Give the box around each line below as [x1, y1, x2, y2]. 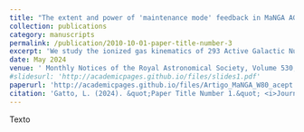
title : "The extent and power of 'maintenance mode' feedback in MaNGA [9, 13, 285, 23]
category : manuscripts [9, 30, 95, 39]
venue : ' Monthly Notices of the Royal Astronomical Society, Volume [9, 64, 278, 73]
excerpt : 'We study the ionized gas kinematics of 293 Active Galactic [9, 47, 285, 56]
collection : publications [9, 22, 107, 31]
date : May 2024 [9, 55, 67, 64]
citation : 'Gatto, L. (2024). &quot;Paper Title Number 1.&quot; [9, 89, 261, 98]
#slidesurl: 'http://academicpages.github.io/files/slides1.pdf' [9, 72, 261, 81]
